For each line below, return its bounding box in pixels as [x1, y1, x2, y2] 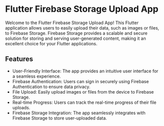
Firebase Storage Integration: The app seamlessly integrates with [12, 110, 146, 116]
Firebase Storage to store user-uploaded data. [12, 115, 108, 121]
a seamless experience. [12, 73, 61, 79]
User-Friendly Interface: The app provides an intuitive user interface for [12, 68, 159, 74]
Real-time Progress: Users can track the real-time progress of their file [12, 99, 157, 105]
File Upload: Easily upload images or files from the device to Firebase [12, 89, 154, 94]
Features [5, 55, 33, 63]
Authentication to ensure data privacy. [12, 84, 91, 90]
